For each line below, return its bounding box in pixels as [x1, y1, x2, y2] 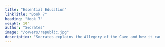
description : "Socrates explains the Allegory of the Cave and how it [5, 35, 153, 40]
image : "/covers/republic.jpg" [5, 30, 69, 35]
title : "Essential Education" [5, 7, 67, 12]
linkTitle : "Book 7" [5, 12, 48, 17]
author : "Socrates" [5, 25, 45, 30]
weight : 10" [5, 21, 29, 26]
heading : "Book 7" [5, 16, 43, 21]
